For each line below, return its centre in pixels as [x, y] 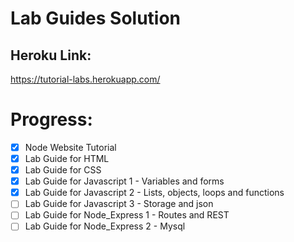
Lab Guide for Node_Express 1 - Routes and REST [127, 215]
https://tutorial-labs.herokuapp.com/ [85, 79]
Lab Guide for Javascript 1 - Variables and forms [124, 181]
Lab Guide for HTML [67, 158]
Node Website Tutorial [70, 147]
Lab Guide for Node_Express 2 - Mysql [105, 226]
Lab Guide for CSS [63, 170]
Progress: [51, 119]
